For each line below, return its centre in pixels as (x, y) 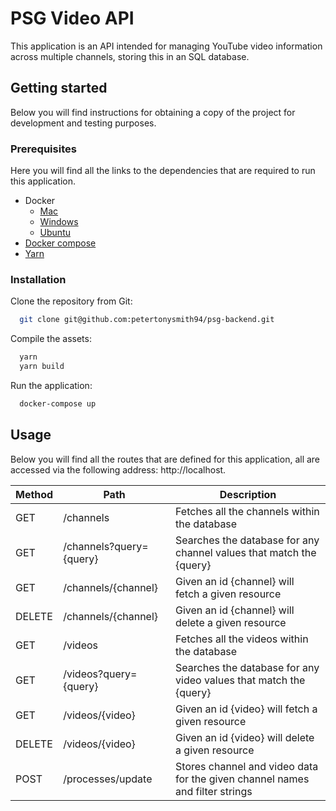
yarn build (42, 367)
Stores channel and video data (247, 766)
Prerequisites (43, 149)
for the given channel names (242, 779)
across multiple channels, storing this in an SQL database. (130, 56)
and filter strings (214, 791)
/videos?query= (100, 674)
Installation (38, 279)
